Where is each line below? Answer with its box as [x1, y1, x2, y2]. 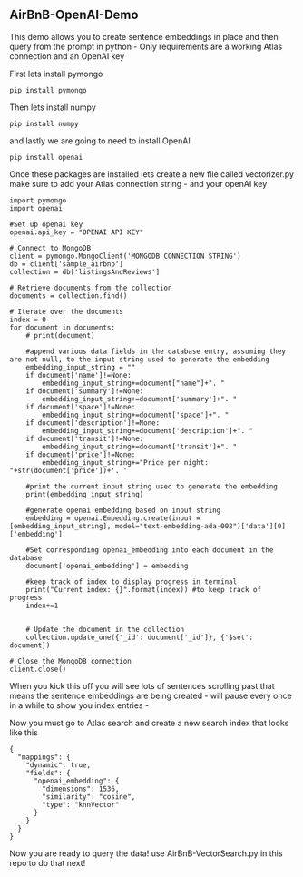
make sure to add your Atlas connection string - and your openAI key [9, 178, 268, 189]
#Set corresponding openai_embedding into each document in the [25, 545, 274, 555]
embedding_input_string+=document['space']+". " [42, 410, 230, 419]
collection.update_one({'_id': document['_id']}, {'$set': [25, 633, 254, 642]
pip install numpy [9, 119, 79, 128]
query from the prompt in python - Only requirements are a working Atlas [9, 41, 283, 52]
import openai [9, 203, 64, 212]
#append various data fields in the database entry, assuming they [25, 347, 286, 356]
